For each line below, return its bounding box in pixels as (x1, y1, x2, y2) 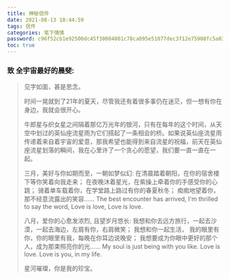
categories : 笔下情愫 (7, 29, 65, 36)
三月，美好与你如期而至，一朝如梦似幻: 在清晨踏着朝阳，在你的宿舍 (23, 169, 214, 178)
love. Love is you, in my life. (23, 250, 102, 258)
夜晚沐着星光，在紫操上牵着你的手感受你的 (91, 178, 212, 186)
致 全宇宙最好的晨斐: (7, 66, 75, 75)
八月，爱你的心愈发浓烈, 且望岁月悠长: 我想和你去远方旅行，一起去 (23, 217, 211, 225)
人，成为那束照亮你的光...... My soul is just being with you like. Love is (23, 243, 220, 251)
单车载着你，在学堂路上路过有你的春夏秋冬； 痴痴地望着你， (49, 186, 220, 195)
